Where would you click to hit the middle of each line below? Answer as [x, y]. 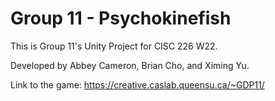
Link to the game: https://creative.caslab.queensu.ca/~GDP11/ [137, 84]
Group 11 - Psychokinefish [121, 18]
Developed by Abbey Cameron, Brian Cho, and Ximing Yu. [130, 65]
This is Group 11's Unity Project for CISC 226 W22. [114, 46]
